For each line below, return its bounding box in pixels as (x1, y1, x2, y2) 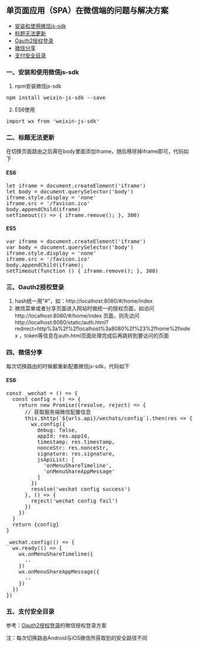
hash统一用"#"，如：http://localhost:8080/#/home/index (14, 297, 153, 305)
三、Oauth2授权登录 (6, 283, 64, 291)
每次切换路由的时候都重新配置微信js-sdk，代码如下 (6, 363, 130, 370)
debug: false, (37, 426, 78, 433)
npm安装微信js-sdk (14, 83, 62, 90)
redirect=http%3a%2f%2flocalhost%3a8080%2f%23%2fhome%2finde (14, 325, 190, 332)
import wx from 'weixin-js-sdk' (6, 118, 100, 125)
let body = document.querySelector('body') (6, 188, 134, 195)
